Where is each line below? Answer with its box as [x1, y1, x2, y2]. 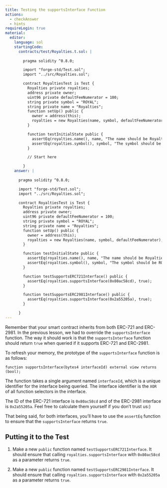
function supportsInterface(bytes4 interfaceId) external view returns [5, 365, 157, 370]
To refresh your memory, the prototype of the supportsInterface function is [5, 350, 160, 356]
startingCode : [14, 44, 43, 49]
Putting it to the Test [5, 433, 70, 442]
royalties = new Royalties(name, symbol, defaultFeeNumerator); [27, 238, 164, 243]
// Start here [27, 155, 57, 160]
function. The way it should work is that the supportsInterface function [5, 335, 151, 341]
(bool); [5, 369, 21, 374]
